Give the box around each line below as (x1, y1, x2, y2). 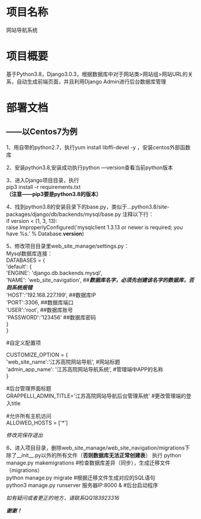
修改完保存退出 (6, 431, 43, 438)
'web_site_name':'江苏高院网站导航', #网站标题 (6, 358, 120, 365)
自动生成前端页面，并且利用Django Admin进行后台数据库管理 (16, 78, 166, 85)
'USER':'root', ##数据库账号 (6, 306, 73, 313)
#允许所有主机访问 (6, 412, 52, 419)
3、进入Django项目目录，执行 (6, 176, 79, 184)
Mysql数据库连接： (6, 249, 52, 257)
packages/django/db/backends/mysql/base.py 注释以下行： (6, 210, 154, 218)
